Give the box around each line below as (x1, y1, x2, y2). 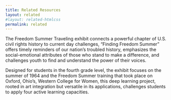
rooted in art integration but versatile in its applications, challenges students (5, 84, 166, 90)
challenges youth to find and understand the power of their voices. (5, 57, 146, 64)
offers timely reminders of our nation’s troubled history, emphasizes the (5, 46, 157, 53)
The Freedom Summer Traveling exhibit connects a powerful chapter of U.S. (5, 36, 167, 42)
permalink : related (5, 21, 47, 27)
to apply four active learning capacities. (5, 89, 89, 95)
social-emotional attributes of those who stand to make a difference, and (5, 52, 160, 58)
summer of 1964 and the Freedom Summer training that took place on (5, 72, 153, 79)
